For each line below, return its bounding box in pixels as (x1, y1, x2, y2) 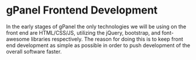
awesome (6, 35, 30, 42)
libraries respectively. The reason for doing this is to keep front (31, 35, 184, 42)
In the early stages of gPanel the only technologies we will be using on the (6, 23, 187, 30)
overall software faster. (6, 48, 62, 55)
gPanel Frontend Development (6, 4, 158, 17)
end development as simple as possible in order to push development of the (6, 42, 190, 49)
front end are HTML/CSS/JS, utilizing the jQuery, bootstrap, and (6, 29, 161, 36)
